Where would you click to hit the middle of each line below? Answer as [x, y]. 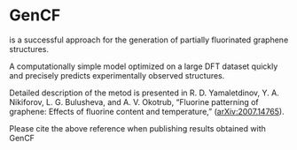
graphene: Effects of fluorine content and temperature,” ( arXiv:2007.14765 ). [147, 111]
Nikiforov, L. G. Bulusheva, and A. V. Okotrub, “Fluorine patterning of [134, 101]
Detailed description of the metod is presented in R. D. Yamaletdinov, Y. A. [144, 93]
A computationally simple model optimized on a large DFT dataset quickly [144, 66]
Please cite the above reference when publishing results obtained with [137, 128]
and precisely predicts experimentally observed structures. [117, 75]
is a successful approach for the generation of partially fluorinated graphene [149, 40]
